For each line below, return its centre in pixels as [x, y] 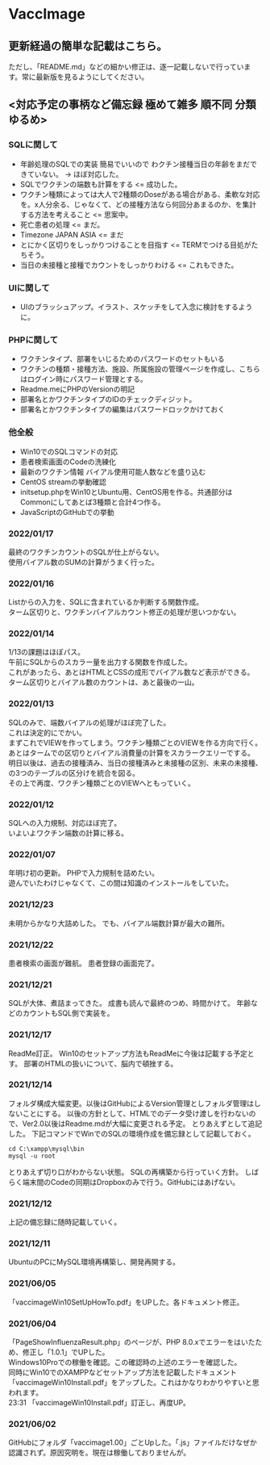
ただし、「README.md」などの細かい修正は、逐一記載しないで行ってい [126, 67]
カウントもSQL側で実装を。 [68, 1013]
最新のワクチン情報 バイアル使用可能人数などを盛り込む [113, 471]
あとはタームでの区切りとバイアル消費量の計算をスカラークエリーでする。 [132, 752]
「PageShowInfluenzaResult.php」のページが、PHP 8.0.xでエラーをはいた [132, 1342]
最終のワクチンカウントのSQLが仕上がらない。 [86, 552]
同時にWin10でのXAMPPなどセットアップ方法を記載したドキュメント [123, 1372]
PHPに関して [33, 340]
